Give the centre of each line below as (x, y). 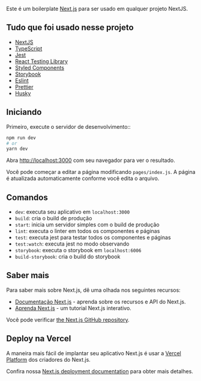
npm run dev (21, 138)
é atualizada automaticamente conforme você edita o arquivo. (83, 178)
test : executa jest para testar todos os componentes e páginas (93, 238)
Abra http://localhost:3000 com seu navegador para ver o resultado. (91, 160)
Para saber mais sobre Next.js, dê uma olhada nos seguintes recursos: (94, 290)
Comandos (27, 197)
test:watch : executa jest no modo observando (72, 244)
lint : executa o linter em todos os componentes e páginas (87, 231)
